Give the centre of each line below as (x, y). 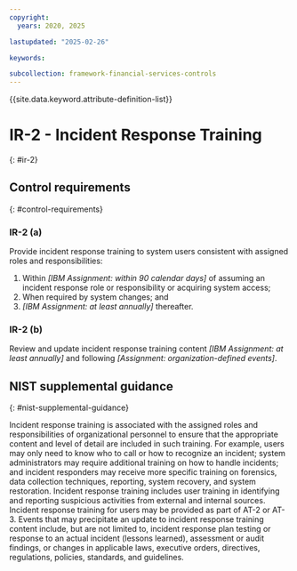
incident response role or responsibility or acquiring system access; (146, 288)
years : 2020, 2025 (52, 26)
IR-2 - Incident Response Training (136, 135)
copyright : (29, 17)
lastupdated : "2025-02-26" (59, 42)
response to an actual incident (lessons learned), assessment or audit (137, 538)
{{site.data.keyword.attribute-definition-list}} (91, 100)
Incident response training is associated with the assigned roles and (134, 425)
